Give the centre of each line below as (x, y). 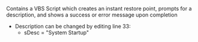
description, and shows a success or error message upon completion (92, 15)
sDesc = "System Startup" (56, 33)
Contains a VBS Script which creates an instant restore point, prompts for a (99, 9)
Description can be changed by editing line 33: (73, 26)
